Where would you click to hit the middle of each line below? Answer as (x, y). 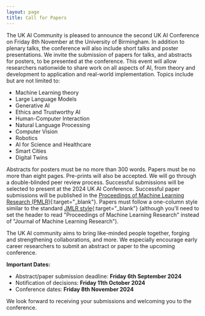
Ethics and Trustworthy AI (48, 112)
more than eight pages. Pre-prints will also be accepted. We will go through (102, 175)
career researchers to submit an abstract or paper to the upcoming (91, 246)
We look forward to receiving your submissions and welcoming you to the (99, 301)
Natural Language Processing (53, 125)
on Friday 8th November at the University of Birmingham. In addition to (95, 42)
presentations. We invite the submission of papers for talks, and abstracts (99, 54)
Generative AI (32, 105)
